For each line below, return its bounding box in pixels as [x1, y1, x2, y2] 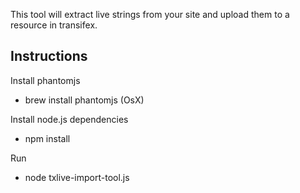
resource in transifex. [10, 19, 98, 31]
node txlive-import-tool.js [24, 171, 130, 183]
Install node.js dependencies [10, 113, 129, 125]
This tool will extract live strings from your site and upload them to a [10, 9, 290, 20]
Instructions [10, 48, 88, 65]
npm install [24, 132, 71, 144]
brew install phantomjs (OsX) [24, 94, 145, 106]
